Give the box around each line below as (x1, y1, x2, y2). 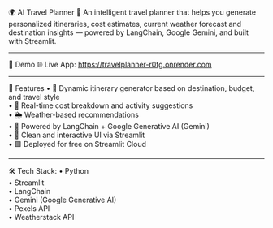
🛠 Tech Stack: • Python (8, 166, 89, 175)
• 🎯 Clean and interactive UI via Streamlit (8, 130, 145, 140)
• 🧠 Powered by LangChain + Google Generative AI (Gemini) (8, 122, 210, 131)
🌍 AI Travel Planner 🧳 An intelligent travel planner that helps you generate (8, 7, 257, 17)
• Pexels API (8, 204, 50, 213)
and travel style (8, 92, 60, 101)
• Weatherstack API (8, 213, 75, 222)
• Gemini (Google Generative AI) (8, 195, 117, 204)
